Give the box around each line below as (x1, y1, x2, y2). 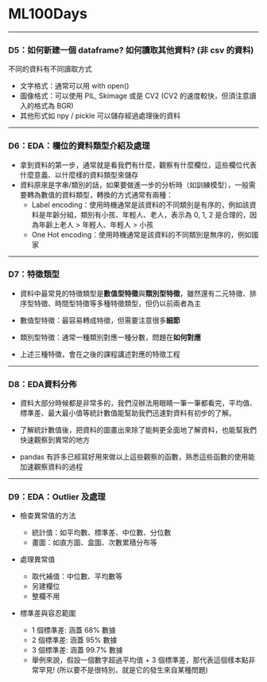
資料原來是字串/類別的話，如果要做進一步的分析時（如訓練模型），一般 (19, 180, 249, 190)
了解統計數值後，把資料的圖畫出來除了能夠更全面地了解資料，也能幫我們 (19, 425, 257, 435)
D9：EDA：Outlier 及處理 (8, 492, 106, 503)
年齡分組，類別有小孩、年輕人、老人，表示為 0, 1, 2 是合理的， (45, 210, 250, 219)
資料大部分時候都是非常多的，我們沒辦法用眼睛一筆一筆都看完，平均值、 (19, 398, 257, 408)
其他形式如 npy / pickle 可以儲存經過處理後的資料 (19, 111, 181, 120)
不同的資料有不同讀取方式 (8, 65, 92, 74)
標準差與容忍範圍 (19, 609, 76, 618)
